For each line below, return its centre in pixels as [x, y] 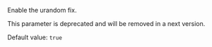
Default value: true [35, 37]
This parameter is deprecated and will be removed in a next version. [106, 23]
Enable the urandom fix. [42, 10]
